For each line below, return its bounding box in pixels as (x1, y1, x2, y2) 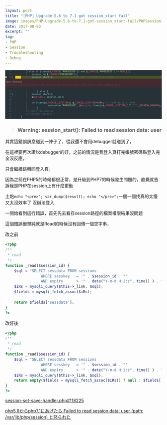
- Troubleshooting (5, 50, 43, 55)
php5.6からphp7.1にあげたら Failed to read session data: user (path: (5, 408, 144, 414)
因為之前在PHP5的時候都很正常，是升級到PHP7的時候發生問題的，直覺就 (5, 177, 154, 183)
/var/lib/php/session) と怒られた (5, 414, 71, 420)
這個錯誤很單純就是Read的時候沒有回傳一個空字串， (5, 221, 112, 227)
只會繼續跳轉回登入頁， (5, 166, 53, 172)
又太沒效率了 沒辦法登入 (5, 200, 55, 206)
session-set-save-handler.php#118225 (5, 398, 84, 404)
